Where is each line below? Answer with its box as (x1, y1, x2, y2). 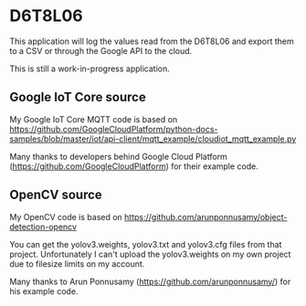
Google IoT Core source (9, 90, 146, 105)
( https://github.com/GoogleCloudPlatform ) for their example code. (9, 161, 259, 172)
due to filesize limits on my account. (9, 258, 145, 269)
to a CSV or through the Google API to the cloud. (9, 45, 193, 56)
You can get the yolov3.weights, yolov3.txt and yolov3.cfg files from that (9, 238, 282, 249)
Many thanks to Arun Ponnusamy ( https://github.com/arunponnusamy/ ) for (9, 276, 291, 287)
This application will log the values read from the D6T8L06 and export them (9, 36, 294, 47)
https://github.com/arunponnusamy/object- (124, 211, 288, 222)
